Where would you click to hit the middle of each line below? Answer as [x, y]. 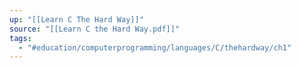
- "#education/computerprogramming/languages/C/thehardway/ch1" [155, 47]
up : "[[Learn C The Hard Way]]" [76, 19]
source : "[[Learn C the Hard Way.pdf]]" [95, 29]
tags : [20, 38]
